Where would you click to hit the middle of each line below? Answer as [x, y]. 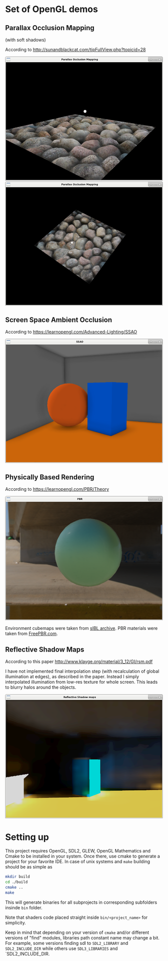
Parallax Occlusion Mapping [50, 28]
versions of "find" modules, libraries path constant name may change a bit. [82, 937]
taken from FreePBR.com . [32, 633]
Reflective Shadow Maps [45, 649]
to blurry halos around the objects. [41, 687]
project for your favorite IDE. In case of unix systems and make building [78, 862]
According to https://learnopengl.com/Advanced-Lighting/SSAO [71, 332]
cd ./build [16, 882]
